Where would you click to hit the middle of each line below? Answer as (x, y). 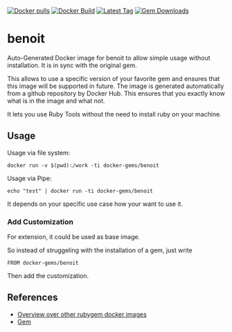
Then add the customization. (48, 276)
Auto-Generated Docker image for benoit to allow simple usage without (109, 58)
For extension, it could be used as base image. (74, 237)
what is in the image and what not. (56, 101)
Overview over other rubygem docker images (82, 314)
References (33, 298)
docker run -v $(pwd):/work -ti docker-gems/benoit (83, 165)
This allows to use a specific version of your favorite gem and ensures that (114, 78)
